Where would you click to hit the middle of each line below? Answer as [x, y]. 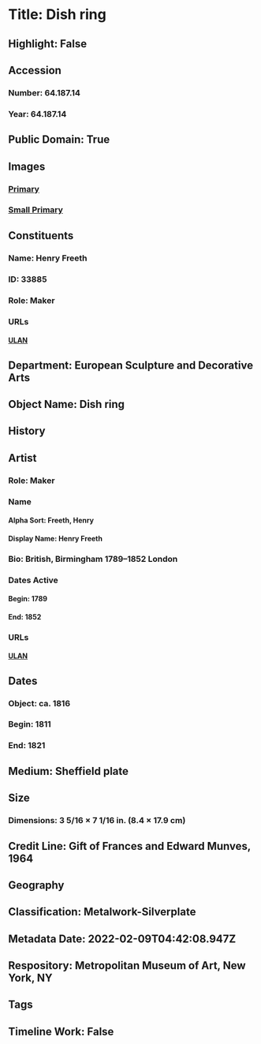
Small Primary [35, 210]
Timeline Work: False [61, 1031]
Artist [22, 458]
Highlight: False [48, 44]
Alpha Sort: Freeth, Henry [51, 520]
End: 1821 [27, 746]
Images [27, 166]
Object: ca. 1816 [39, 703]
